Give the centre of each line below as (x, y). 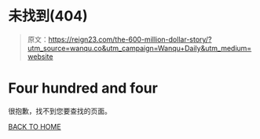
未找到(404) (48, 16)
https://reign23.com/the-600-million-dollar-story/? (130, 39)
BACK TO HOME (35, 126)
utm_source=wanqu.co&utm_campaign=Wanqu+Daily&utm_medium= (139, 48)
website (40, 57)
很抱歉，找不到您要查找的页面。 (60, 111)
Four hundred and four (83, 88)
